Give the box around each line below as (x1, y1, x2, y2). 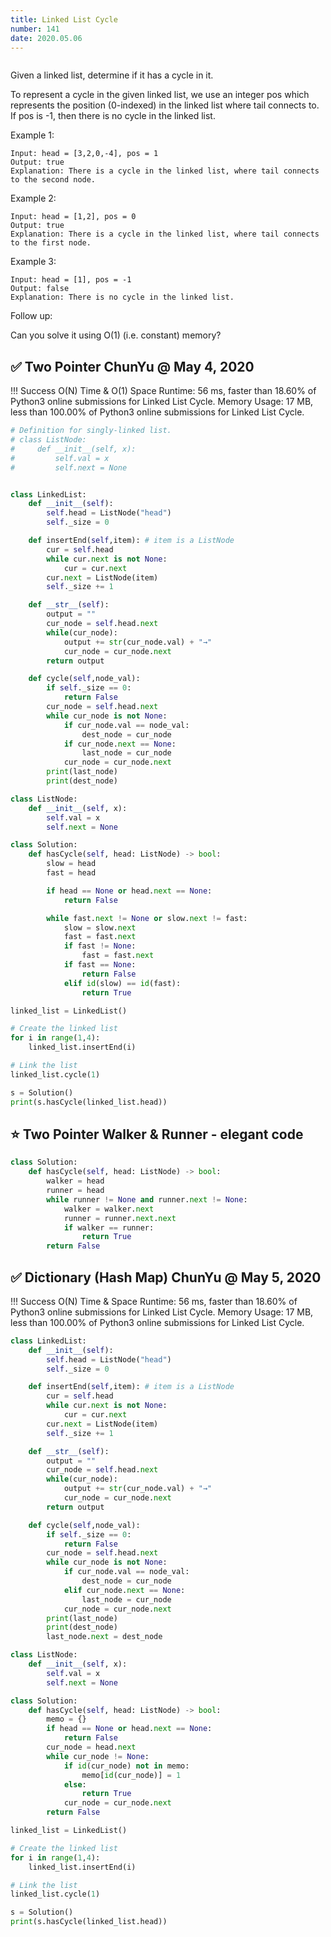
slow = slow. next (63, 922, 137, 933)
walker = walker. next (63, 1204, 155, 1214)
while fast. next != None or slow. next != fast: (46, 913, 248, 923)
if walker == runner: (63, 1222, 155, 1233)
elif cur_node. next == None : (63, 1585, 186, 1595)
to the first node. (10, 238, 92, 248)
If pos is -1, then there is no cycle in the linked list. (10, 110, 216, 122)
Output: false (10, 284, 70, 294)
